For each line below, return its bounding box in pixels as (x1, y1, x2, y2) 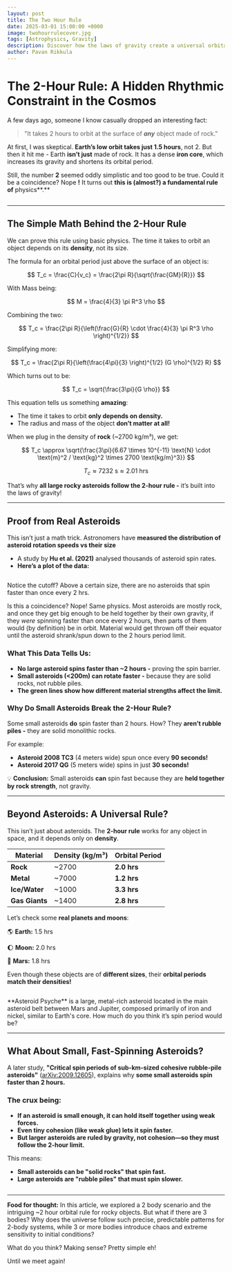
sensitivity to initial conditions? (7, 1230, 95, 1238)
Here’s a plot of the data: (17, 562, 90, 570)
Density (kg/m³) (54, 851, 108, 860)
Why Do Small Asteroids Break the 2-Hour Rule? (7, 703, 171, 713)
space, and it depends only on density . (7, 834, 119, 842)
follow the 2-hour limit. (17, 1141, 85, 1149)
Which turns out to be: (7, 371, 71, 380)
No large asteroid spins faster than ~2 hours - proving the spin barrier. (17, 664, 221, 672)
